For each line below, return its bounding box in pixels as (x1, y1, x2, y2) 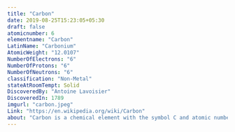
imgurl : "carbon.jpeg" (7, 101, 73, 108)
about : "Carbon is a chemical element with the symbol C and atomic (7, 114, 211, 121)
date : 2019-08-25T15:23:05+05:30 (7, 17, 105, 24)
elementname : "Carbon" (7, 36, 73, 43)
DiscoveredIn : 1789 (7, 95, 64, 102)
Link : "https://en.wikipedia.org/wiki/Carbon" (7, 108, 145, 115)
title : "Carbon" (7, 10, 55, 17)
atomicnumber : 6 (7, 29, 55, 37)
